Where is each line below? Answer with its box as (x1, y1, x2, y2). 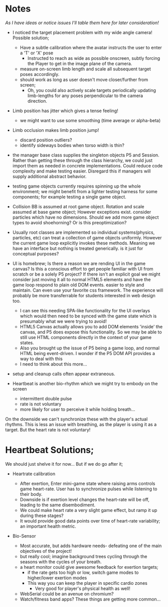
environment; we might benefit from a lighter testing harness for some (12, 188, 158, 194)
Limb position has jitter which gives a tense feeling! (12, 108, 119, 114)
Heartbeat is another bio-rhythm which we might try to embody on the (12, 380, 158, 386)
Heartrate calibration (12, 471, 56, 477)
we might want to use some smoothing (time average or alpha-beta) (20, 117, 161, 123)
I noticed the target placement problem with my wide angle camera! (12, 29, 152, 35)
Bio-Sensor (12, 533, 36, 539)
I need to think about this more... (20, 361, 87, 367)
